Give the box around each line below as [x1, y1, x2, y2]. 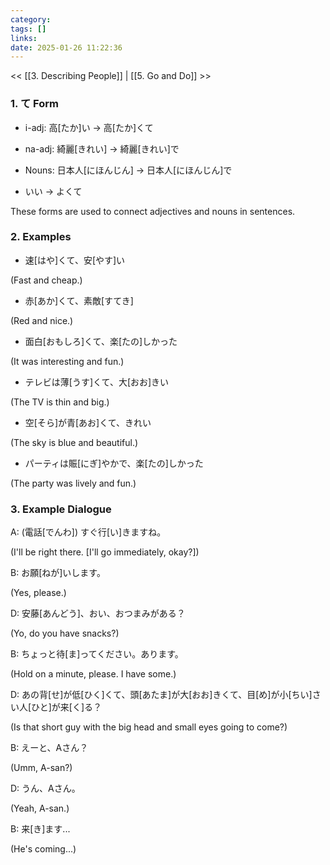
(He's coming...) [10, 843, 77, 855]
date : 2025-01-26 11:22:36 [10, 42, 123, 53]
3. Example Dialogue [10, 502, 112, 516]
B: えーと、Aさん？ [10, 742, 89, 754]
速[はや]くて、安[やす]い [24, 254, 126, 266]
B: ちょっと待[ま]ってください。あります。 [10, 648, 184, 660]
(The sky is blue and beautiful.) [10, 436, 139, 448]
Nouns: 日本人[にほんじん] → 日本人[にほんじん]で [24, 164, 233, 176]
